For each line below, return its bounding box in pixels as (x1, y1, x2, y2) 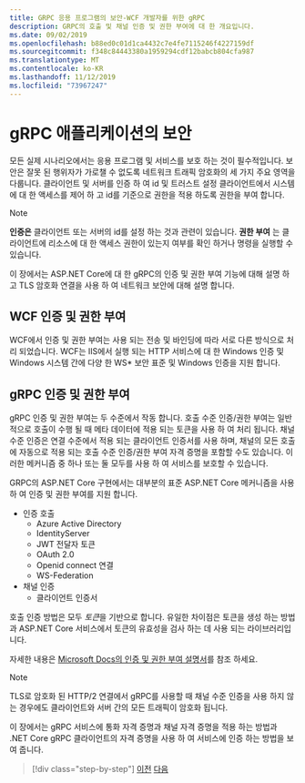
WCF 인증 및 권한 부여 (9, 309, 127, 324)
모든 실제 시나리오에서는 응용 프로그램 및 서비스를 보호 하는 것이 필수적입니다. (9, 155, 284, 166)
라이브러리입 (247, 623, 291, 634)
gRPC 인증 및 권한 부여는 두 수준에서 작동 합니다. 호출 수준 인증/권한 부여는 (9, 412, 276, 423)
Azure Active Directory (36, 518, 122, 529)
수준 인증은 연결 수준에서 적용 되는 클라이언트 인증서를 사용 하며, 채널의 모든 (9, 435, 280, 446)
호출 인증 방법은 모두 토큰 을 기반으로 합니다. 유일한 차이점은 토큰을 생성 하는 (9, 612, 280, 623)
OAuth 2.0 (36, 549, 75, 560)
